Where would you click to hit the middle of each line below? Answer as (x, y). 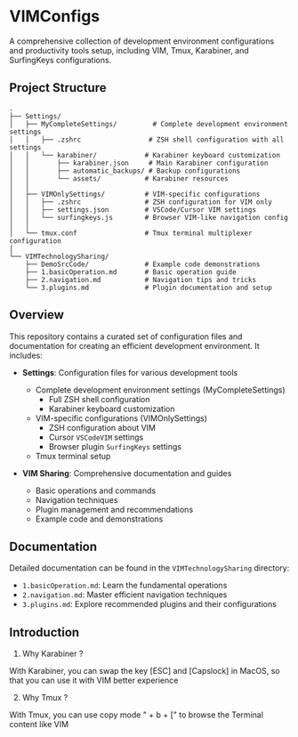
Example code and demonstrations (99, 519)
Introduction (44, 632)
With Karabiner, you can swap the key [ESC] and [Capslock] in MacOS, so (145, 671)
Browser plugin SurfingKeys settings (115, 446)
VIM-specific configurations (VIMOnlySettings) (121, 418)
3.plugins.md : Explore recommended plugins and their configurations (149, 604)
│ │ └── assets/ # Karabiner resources (119, 178)
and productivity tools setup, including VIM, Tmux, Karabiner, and (129, 50)
